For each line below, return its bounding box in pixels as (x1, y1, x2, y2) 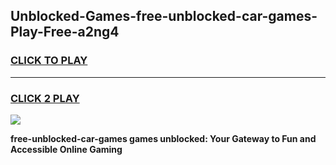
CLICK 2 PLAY (10, 91, 80, 105)
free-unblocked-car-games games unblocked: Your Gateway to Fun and (10, 132, 317, 144)
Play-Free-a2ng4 (10, 24, 120, 41)
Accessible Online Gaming (10, 143, 123, 155)
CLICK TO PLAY (10, 54, 88, 68)
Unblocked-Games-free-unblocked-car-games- (10, 8, 318, 25)
